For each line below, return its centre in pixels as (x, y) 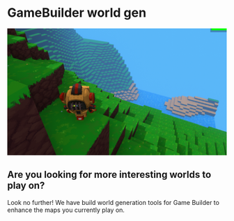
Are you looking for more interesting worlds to (109, 175)
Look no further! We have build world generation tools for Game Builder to (113, 202)
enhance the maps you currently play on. (66, 210)
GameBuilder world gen (77, 13)
